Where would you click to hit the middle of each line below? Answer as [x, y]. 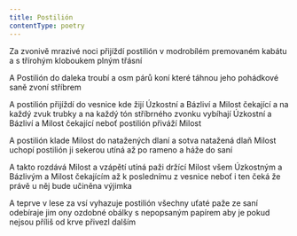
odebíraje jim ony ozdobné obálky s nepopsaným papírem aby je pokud [140, 212]
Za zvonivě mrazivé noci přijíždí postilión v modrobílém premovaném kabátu [148, 51]
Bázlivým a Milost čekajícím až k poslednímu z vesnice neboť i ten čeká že [145, 176]
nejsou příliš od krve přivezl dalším [72, 222]
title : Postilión [41, 17]
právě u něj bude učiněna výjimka [71, 185]
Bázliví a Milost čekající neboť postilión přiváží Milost [106, 123]
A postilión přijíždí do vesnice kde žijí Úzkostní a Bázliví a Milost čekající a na [149, 104]
